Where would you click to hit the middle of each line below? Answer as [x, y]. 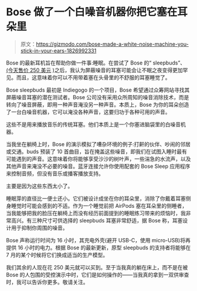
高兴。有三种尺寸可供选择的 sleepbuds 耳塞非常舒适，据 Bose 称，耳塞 [97, 220]
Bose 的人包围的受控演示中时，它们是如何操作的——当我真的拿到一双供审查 [98, 275]
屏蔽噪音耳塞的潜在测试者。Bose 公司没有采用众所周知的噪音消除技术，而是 [98, 97]
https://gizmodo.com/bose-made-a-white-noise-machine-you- [112, 44]
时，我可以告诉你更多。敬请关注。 [47, 282]
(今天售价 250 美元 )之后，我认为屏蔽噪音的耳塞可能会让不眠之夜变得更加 [94, 70]
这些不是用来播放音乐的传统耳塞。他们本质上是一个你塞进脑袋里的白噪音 [93, 124]
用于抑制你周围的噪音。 [39, 228]
